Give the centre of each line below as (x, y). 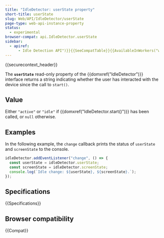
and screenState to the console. (37, 149)
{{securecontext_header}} (31, 65)
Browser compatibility (40, 219)
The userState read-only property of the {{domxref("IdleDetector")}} (74, 74)
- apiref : (19, 46)
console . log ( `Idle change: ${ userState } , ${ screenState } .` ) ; (73, 172)
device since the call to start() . (37, 84)
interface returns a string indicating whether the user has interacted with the (82, 79)
